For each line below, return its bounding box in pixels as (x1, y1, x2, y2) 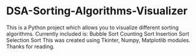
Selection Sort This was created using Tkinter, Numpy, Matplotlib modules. (6, 36, 191, 43)
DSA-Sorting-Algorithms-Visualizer (6, 4, 188, 18)
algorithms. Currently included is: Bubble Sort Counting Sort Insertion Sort (6, 30, 190, 37)
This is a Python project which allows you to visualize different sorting (6, 24, 179, 31)
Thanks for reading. (6, 43, 55, 50)
